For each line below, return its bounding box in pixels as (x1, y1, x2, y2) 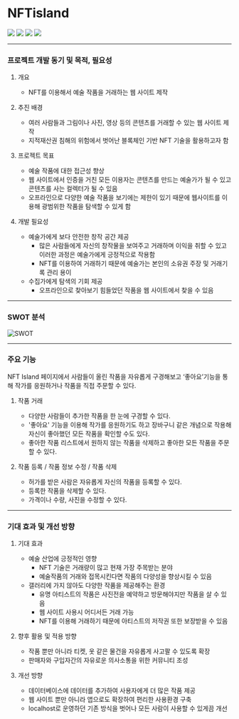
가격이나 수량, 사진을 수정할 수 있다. (28, 495, 127, 504)
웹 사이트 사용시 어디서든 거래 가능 (38, 608, 134, 616)
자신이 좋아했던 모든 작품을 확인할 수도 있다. (28, 429, 150, 438)
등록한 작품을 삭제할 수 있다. (28, 486, 107, 495)
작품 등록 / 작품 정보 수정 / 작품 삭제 (17, 462, 117, 471)
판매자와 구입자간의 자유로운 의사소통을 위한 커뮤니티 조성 (28, 656, 188, 665)
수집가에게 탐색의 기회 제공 (28, 277, 103, 286)
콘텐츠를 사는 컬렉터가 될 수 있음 (28, 184, 118, 193)
